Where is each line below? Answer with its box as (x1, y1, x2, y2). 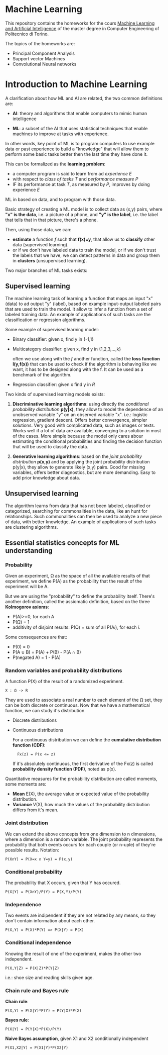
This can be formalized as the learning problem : (5, 161, 105, 167)
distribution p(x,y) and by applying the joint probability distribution (12, 458, 150, 464)
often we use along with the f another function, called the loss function (12, 355, 160, 361)
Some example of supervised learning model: (5, 326, 99, 332)
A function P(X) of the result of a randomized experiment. (5, 679, 124, 685)
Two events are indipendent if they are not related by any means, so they (5, 912, 156, 918)
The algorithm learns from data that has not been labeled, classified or (5, 503, 151, 509)
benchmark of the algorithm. (12, 371, 72, 377)
